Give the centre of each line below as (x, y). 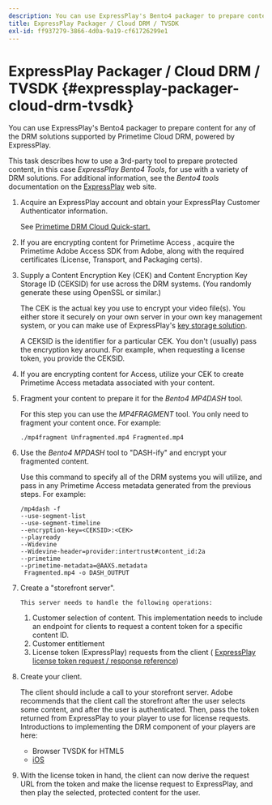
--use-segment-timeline (60, 524)
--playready (40, 537)
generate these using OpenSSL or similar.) (91, 293)
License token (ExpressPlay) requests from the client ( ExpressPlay (144, 653)
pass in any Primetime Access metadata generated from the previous (136, 486)
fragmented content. (54, 461)
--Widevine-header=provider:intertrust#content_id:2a (113, 552)
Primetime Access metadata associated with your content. (117, 383)
